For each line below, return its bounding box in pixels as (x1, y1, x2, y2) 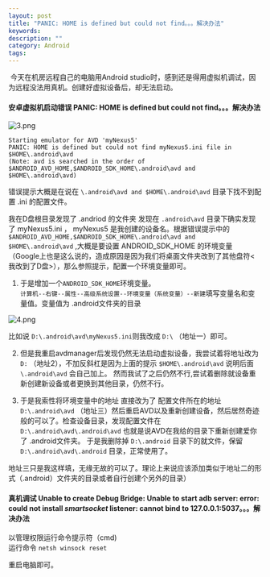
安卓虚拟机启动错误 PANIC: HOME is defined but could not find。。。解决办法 (8, 102, 261, 112)
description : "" (8, 34, 63, 43)
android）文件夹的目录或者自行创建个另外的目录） (24, 473, 191, 484)
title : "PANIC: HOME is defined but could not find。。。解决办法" (8, 19, 225, 27)
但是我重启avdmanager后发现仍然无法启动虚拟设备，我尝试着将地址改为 (19, 348, 259, 359)
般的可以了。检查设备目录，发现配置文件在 (19, 416, 162, 425)
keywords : (8, 27, 42, 35)
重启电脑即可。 (8, 560, 58, 570)
